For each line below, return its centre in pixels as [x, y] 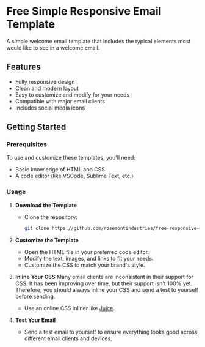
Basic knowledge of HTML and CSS [60, 170]
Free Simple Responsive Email [84, 11]
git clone [37, 228]
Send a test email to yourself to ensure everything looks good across [111, 332]
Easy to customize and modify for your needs [72, 95]
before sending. [35, 296]
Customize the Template [47, 240]
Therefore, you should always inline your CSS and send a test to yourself [106, 289]
